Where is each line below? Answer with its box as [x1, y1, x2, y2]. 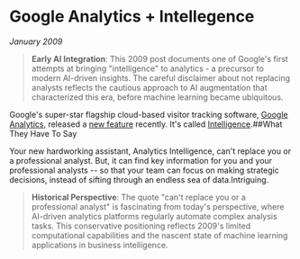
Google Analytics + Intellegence [9, 6, 255, 27]
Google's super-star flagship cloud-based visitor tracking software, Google [9, 109, 288, 120]
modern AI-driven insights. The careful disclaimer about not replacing [31, 72, 291, 83]
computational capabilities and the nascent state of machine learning [31, 229, 288, 240]
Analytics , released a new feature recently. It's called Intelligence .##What [9, 119, 283, 129]
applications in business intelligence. [31, 239, 168, 250]
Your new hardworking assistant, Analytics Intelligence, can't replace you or [9, 146, 291, 156]
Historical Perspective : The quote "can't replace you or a [31, 192, 246, 202]
